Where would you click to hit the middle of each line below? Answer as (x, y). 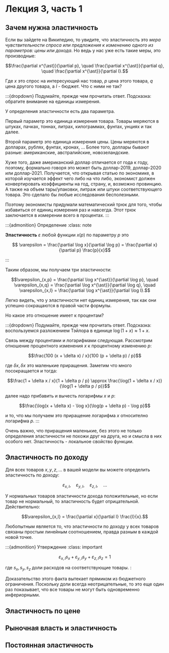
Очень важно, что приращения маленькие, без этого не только (74, 431)
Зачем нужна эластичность (52, 28)
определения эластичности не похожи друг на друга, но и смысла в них (83, 436)
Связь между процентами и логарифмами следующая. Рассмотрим (79, 340)
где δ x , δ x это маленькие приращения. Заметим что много (69, 365)
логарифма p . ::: (22, 421)
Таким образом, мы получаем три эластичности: (59, 270)
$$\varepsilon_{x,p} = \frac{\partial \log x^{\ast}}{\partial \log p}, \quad (85, 280)
